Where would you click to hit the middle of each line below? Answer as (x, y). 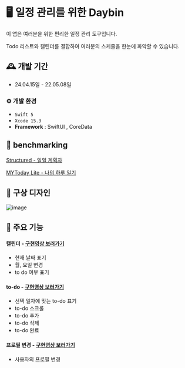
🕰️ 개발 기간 (27, 67)
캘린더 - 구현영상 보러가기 (35, 243)
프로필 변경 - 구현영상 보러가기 (41, 345)
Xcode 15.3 (28, 121)
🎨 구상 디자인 (28, 193)
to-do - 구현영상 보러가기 (35, 287)
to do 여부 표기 (32, 272)
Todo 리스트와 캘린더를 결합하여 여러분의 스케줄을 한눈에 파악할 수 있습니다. (93, 46)
